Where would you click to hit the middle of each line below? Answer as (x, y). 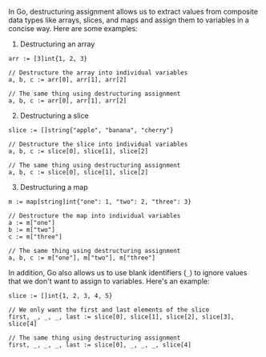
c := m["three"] (35, 237)
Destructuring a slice (54, 116)
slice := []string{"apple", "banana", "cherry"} (91, 130)
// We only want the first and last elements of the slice (109, 310)
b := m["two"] (32, 230)
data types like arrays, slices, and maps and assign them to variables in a (129, 20)
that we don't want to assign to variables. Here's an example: (109, 281)
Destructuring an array (57, 44)
